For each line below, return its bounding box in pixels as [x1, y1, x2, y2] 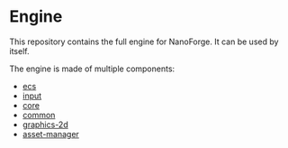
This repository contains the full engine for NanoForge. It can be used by [9, 36, 279, 47]
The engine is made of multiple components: [9, 63, 175, 74]
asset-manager [22, 128, 79, 139]
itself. [9, 45, 30, 56]
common [22, 109, 56, 120]
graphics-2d [22, 119, 69, 130]
